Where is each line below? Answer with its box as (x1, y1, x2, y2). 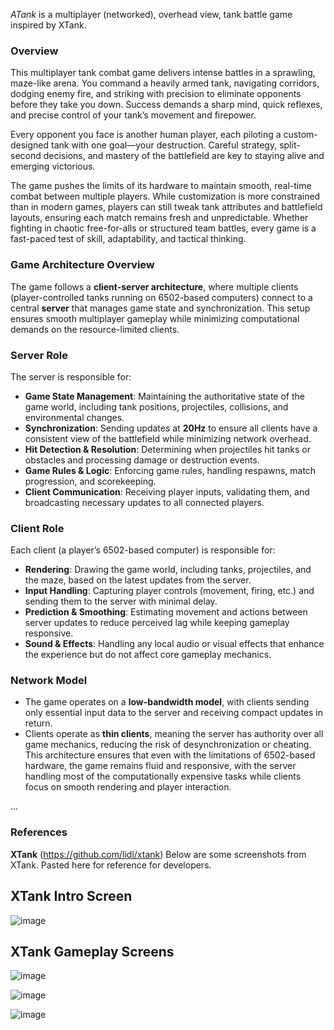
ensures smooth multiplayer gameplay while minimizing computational (10, 312, 300, 324)
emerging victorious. (10, 160, 96, 173)
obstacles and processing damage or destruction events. (24, 454, 260, 466)
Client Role (10, 521, 65, 535)
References (10, 825, 68, 839)
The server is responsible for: (10, 370, 132, 383)
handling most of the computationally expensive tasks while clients (24, 770, 302, 783)
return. (24, 717, 53, 729)
